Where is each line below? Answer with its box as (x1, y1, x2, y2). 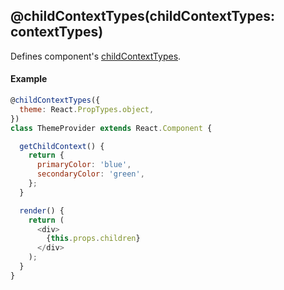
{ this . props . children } (46, 234, 141, 244)
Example (10, 73, 48, 85)
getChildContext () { (19, 141, 105, 151)
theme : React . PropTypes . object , (19, 104, 155, 114)
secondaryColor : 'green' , (36, 169, 145, 179)
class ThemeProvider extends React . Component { (10, 123, 213, 133)
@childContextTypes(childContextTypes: (10, 8, 276, 25)
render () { (19, 205, 65, 216)
